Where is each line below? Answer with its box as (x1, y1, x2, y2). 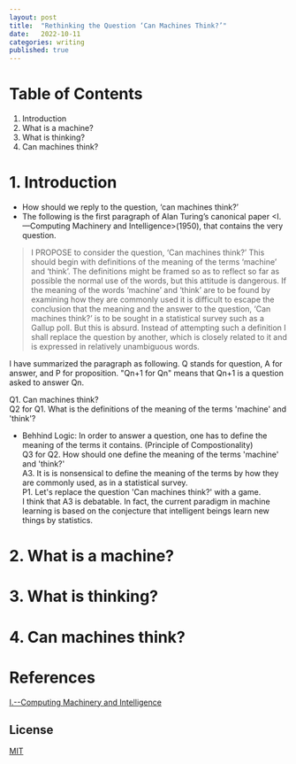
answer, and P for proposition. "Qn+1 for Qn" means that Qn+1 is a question (9, 368, 285, 378)
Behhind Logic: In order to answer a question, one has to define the (21, 430, 268, 441)
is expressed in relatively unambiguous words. (30, 342, 201, 351)
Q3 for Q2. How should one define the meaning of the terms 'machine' (21, 449, 279, 459)
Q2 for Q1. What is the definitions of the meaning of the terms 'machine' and (9, 404, 287, 414)
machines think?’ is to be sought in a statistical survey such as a (30, 313, 265, 323)
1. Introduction (9, 173, 118, 193)
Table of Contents (9, 84, 143, 104)
